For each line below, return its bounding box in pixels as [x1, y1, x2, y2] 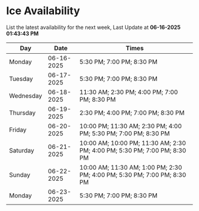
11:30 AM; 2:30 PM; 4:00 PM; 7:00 [79, 87, 178, 96]
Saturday [9, 146, 34, 154]
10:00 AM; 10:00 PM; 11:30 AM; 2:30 [79, 139, 187, 147]
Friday [9, 125, 27, 134]
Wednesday [9, 92, 43, 100]
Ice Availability [6, 4, 80, 18]
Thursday [9, 108, 36, 116]
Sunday [9, 170, 31, 178]
